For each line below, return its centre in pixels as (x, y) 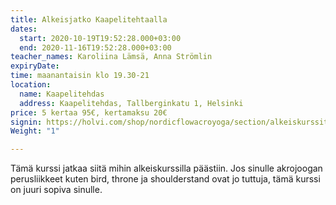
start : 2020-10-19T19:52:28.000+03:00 (100, 38)
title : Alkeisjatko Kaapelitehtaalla (89, 19)
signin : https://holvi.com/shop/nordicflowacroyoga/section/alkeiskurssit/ (171, 122)
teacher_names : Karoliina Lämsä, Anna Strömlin (111, 57)
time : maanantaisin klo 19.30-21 (80, 76)
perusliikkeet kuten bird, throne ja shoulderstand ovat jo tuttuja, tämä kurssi (165, 179)
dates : (24, 29)
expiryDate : (35, 66)
